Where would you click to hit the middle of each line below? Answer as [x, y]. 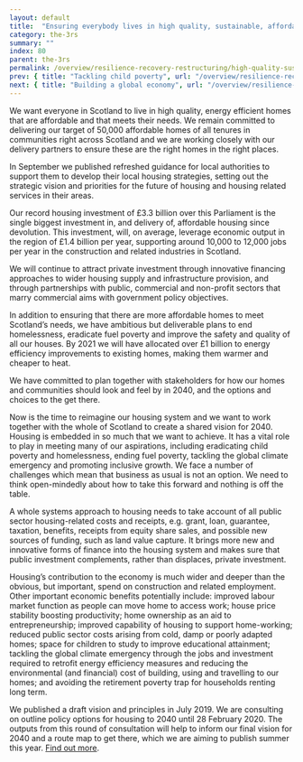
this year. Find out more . [55, 748]
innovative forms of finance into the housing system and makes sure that [145, 549]
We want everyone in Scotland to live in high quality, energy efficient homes [150, 110]
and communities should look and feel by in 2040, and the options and [140, 390]
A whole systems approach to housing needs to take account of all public [146, 511]
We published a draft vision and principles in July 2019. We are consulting [147, 709]
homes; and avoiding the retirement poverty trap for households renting [142, 682]
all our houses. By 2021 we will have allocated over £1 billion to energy [140, 343]
